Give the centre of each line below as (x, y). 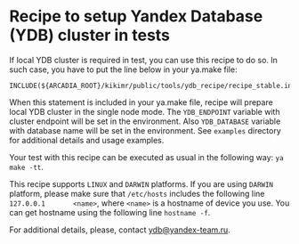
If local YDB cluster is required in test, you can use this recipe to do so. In (144, 60)
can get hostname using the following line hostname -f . (110, 212)
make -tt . (27, 167)
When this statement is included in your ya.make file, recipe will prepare (141, 102)
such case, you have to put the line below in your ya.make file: (123, 69)
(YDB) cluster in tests (90, 35)
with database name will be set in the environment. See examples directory (145, 130)
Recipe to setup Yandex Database (136, 16)
